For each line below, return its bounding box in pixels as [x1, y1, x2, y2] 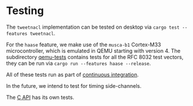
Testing [6, 4, 44, 18]
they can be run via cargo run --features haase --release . [6, 60, 152, 67]
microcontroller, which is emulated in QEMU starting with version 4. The [6, 47, 181, 54]
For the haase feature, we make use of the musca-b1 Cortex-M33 [6, 41, 161, 48]
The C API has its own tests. [6, 94, 75, 101]
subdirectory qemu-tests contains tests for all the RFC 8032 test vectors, [6, 53, 184, 60]
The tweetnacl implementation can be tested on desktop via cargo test [6, 23, 180, 30]
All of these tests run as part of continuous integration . [6, 71, 139, 78]
